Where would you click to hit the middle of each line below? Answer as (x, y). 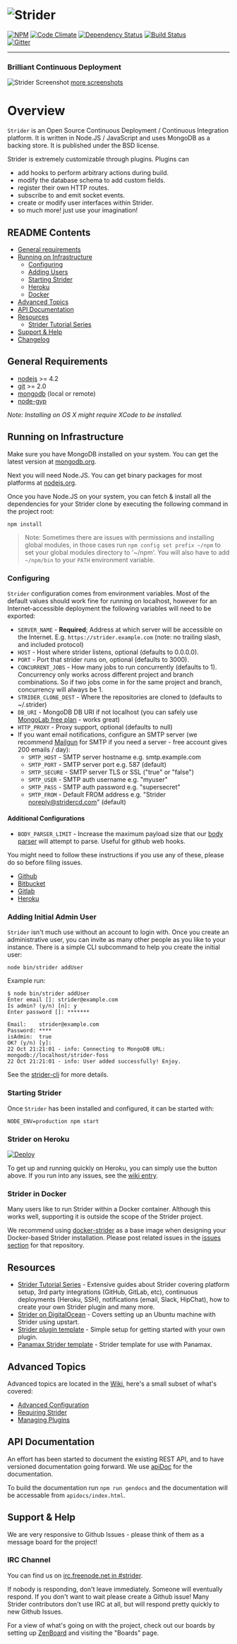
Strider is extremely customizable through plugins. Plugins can (98, 159)
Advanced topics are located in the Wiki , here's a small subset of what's (112, 1384)
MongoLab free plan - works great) (68, 719)
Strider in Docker (37, 1194)
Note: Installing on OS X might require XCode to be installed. (95, 415)
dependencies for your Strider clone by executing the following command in (118, 504)
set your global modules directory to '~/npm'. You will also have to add (127, 552)
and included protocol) (50, 644)
